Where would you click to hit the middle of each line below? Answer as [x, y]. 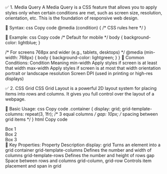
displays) [14, 79]
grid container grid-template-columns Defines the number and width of [79, 150]
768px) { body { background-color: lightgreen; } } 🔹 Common [82, 57]
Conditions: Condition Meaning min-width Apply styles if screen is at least [81, 63]
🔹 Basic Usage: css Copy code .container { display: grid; [63, 109]
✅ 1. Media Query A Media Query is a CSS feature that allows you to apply [81, 7]
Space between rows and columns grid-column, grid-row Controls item [79, 161]
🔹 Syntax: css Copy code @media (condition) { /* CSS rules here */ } [76, 28]
